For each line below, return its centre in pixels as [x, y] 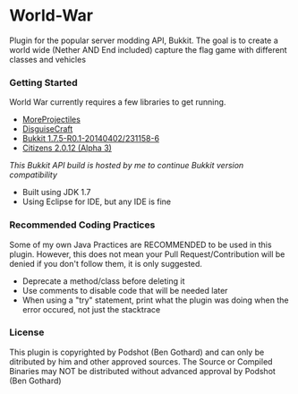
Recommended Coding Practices [82, 225]
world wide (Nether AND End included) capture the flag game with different [149, 49]
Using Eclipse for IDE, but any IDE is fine [97, 201]
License [27, 332]
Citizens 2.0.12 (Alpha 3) [67, 148]
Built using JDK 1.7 [56, 193]
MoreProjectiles [51, 120]
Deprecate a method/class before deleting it [103, 281]
